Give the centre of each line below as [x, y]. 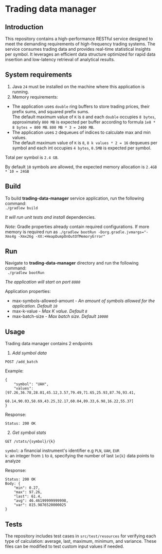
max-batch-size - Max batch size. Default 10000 [60, 316]
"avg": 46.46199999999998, [41, 501]
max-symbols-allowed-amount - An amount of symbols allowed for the [83, 301]
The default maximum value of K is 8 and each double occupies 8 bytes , [84, 117]
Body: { [13, 484]
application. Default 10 [35, 306]
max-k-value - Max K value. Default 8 [50, 311]
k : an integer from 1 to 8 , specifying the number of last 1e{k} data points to [80, 456]
